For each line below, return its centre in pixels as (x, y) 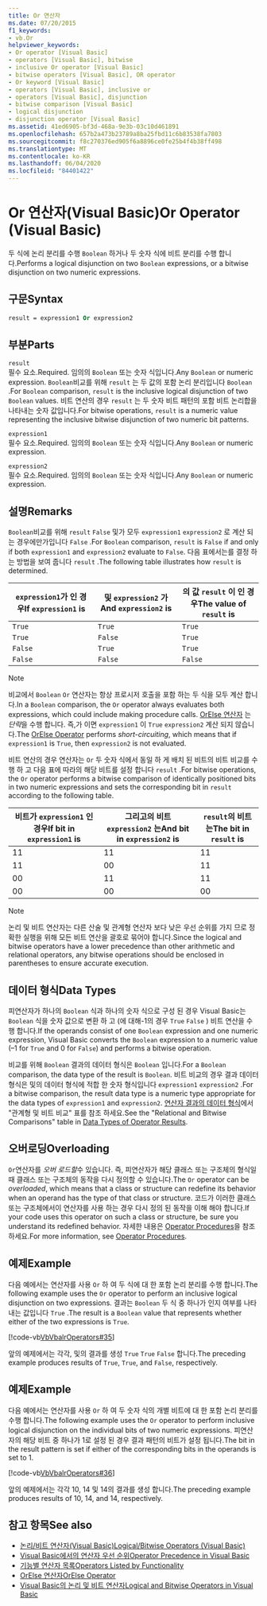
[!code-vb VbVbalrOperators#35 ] (62, 1337)
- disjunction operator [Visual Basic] (74, 119)
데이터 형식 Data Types (62, 990)
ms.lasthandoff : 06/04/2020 (55, 164)
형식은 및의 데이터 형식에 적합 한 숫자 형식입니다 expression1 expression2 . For (131, 1085)
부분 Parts (31, 345)
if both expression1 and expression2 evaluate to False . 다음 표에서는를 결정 (129, 552)
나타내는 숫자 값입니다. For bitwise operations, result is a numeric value (123, 411)
